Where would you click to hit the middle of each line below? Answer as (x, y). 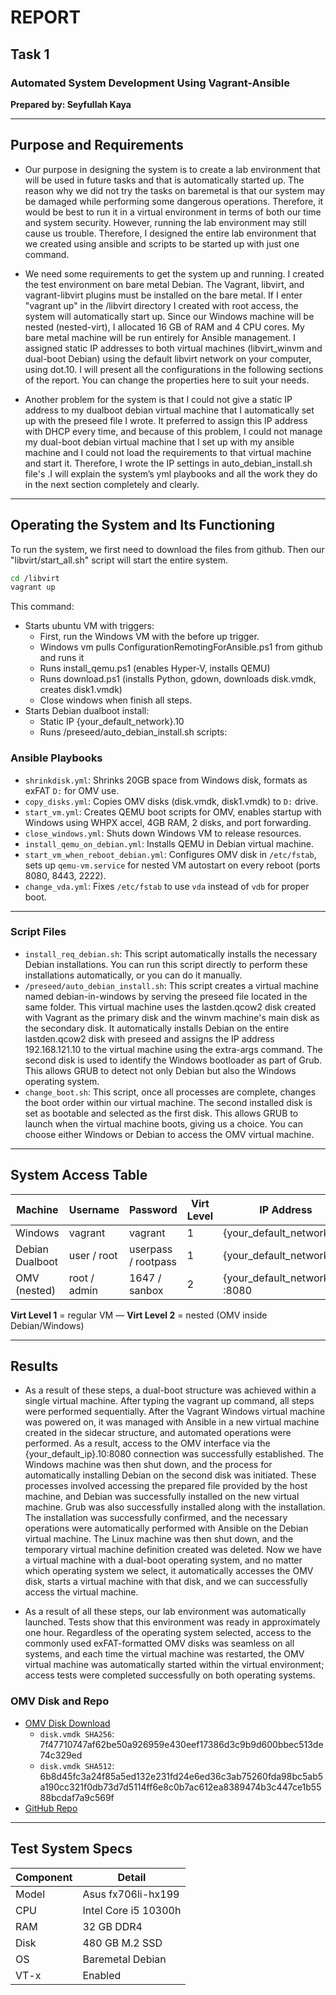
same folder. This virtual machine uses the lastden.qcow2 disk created (170, 1007)
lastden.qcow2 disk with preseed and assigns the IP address (149, 1038)
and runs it (62, 658)
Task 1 (30, 54)
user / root (93, 1255)
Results (34, 1366)
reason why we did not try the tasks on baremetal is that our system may (174, 190)
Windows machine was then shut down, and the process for (148, 1465)
